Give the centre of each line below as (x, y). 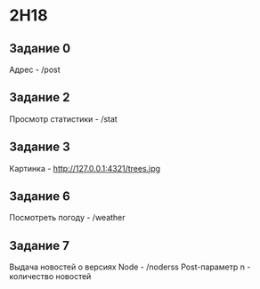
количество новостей (50, 277)
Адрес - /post (35, 69)
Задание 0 (40, 48)
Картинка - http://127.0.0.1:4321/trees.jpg (85, 168)
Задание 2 (40, 97)
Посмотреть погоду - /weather (68, 218)
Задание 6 (40, 197)
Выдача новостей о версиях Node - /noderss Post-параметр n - (130, 267)
